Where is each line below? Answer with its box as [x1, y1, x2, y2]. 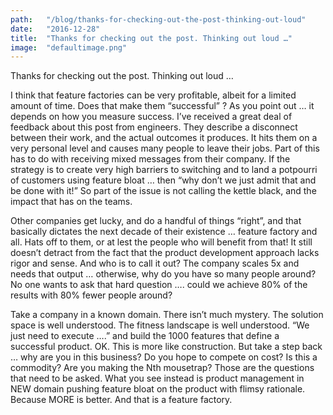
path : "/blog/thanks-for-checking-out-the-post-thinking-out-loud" [10, 14, 307, 25]
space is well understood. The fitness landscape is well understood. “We [10, 319, 310, 331]
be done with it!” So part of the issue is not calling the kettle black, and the [10, 185, 317, 197]
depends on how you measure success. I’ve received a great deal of [10, 111, 293, 123]
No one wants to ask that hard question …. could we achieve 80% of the [10, 279, 308, 291]
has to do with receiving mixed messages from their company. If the [10, 153, 291, 165]
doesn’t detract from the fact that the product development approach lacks [10, 247, 320, 259]
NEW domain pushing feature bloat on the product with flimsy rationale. [10, 383, 306, 395]
